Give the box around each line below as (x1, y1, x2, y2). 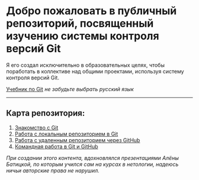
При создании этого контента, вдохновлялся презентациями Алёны (6, 154, 179, 161)
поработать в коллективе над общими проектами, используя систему (6, 67, 185, 75)
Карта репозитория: (6, 108, 85, 118)
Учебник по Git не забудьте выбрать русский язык (6, 85, 134, 92)
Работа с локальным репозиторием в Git (14, 130, 118, 137)
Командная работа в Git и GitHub (14, 143, 98, 150)
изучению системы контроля (6, 30, 159, 43)
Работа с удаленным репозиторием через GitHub (14, 136, 140, 143)
